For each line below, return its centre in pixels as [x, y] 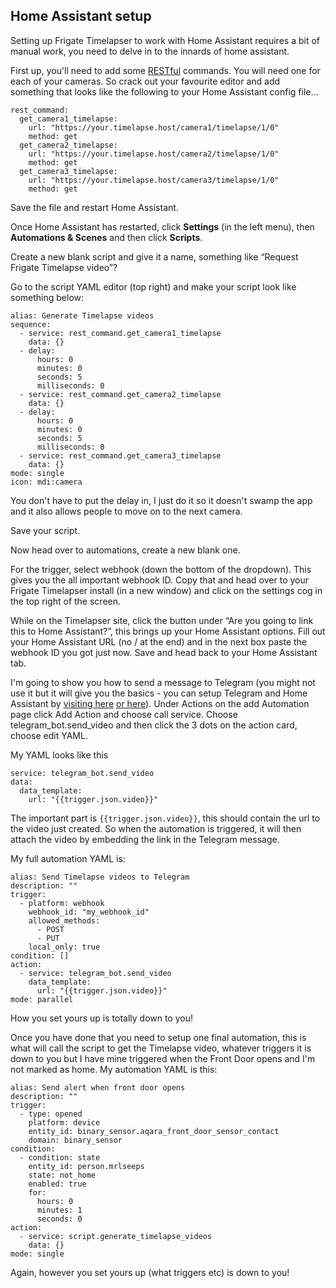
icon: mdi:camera [46, 482]
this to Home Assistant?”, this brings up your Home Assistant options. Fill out [168, 631]
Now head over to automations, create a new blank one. [125, 550]
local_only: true [64, 947]
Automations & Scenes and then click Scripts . [106, 237]
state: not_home [62, 1175]
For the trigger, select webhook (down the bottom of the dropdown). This [161, 569]
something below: [47, 297]
